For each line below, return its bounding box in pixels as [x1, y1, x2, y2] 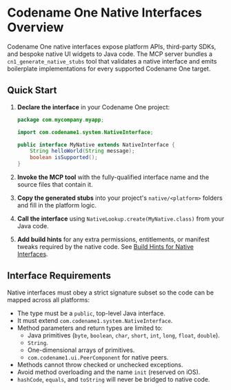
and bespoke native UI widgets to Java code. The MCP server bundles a [7, 50, 212, 58]
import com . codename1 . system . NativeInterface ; [17, 129, 154, 136]
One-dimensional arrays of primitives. [27, 346, 135, 354]
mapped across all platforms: [7, 295, 90, 304]
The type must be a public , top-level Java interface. [17, 309, 165, 317]
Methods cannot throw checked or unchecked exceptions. [17, 360, 183, 369]
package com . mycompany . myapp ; [17, 116, 105, 123]
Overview [7, 19, 64, 35]
